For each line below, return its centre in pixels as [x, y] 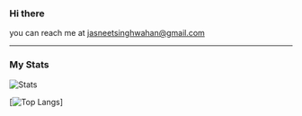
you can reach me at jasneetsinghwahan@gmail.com [107, 33]
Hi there [27, 13]
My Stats [29, 65]
